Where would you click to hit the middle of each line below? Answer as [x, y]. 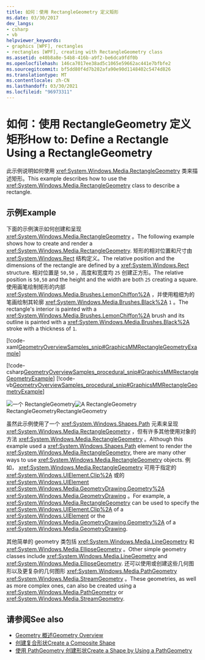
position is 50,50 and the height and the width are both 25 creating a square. [102, 279]
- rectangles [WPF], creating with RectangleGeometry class [85, 52]
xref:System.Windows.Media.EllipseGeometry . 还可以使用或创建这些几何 [98, 563]
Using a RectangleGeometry [80, 153]
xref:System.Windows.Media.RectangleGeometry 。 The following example [100, 236]
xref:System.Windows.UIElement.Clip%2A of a [65, 509]
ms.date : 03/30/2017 [33, 18]
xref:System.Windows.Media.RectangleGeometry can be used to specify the [103, 503]
